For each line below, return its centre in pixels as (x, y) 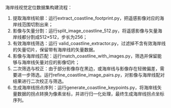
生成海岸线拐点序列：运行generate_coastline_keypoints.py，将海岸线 (85, 88)
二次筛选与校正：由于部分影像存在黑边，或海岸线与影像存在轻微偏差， (86, 69)
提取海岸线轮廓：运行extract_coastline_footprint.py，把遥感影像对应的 (86, 18)
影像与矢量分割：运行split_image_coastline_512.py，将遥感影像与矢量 (85, 31)
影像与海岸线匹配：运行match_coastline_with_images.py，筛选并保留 (85, 56)
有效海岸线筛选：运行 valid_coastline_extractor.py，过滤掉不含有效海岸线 (89, 43)
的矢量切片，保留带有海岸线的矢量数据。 (55, 50)
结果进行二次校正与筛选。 (39, 81)
